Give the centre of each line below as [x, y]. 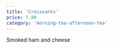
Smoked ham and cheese [38, 40]
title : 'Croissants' [33, 12]
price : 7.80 [21, 17]
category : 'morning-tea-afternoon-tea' [57, 23]
